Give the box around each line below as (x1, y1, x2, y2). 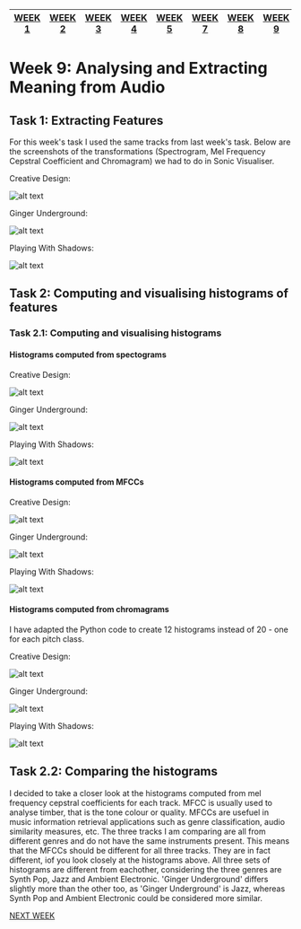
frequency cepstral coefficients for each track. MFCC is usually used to (9, 797, 273, 808)
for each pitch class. (9, 633, 85, 644)
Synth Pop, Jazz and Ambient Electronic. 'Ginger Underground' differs (9, 873, 269, 884)
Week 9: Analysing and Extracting (9, 58, 268, 79)
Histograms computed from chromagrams (9, 604, 170, 615)
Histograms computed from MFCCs (9, 477, 145, 487)
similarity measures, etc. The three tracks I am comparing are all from (9, 826, 266, 837)
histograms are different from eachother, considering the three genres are (9, 863, 282, 874)
